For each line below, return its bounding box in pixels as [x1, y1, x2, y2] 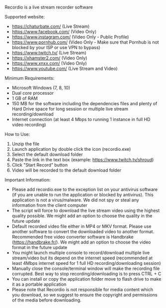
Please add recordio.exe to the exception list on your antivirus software [11, 186, 158, 192]
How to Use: [4, 131, 30, 137]
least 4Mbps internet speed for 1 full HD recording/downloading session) [11, 260, 161, 266]
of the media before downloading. [11, 297, 82, 303]
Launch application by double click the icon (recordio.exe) [11, 146, 131, 152]
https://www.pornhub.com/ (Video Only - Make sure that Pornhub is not [11, 39, 160, 45]
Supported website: [4, 14, 45, 19]
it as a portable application [11, 281, 67, 287]
